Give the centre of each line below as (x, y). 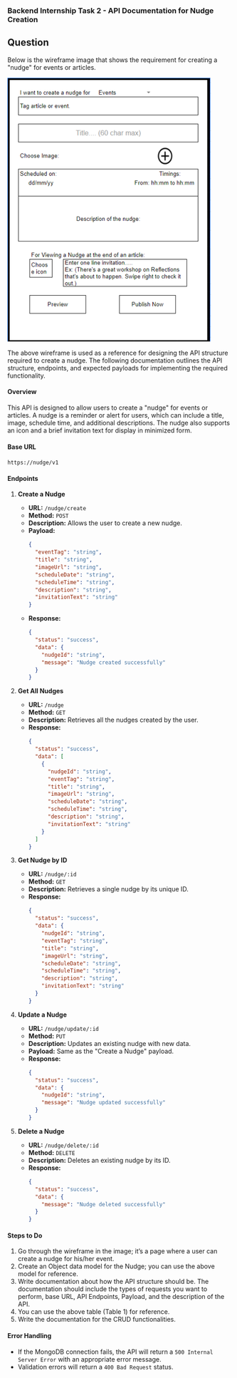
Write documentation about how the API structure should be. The (113, 1282)
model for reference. (48, 1274)
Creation (23, 19)
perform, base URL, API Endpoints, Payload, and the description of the (121, 1297)
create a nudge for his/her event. (66, 1259)
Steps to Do (25, 1235)
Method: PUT (47, 1036)
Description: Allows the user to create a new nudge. (105, 523)
